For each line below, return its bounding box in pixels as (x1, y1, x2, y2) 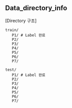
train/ (5, 27, 19, 33)
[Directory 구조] (5, 17, 37, 24)
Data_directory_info (5, 4, 68, 12)
